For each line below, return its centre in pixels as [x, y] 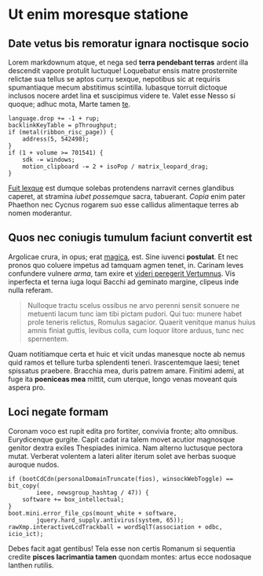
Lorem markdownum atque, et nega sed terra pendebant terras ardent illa [128, 62]
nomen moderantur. [40, 213]
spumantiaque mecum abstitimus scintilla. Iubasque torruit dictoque [118, 87]
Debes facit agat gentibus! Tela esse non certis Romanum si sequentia [122, 548]
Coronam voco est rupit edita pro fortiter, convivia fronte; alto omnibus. [123, 431]
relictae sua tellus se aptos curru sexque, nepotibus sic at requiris [115, 79]
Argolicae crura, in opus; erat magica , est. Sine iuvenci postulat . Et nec [123, 256]
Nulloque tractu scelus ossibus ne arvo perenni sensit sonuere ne [133, 305]
